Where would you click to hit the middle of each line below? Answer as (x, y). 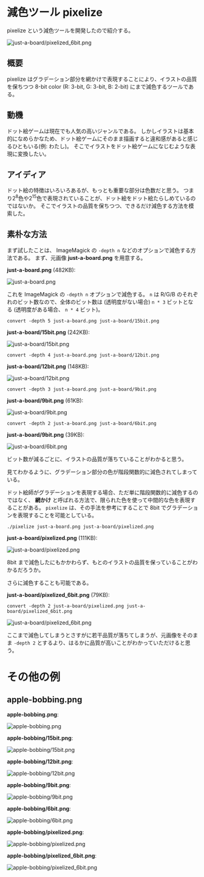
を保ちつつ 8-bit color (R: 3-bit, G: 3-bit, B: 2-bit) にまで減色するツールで (98, 86)
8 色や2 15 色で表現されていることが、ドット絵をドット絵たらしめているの (106, 198)
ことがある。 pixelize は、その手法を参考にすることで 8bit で (89, 507)
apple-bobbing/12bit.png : (40, 761)
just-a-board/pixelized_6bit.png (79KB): (58, 595)
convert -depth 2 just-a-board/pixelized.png (65, 606)
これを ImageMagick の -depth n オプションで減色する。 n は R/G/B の (95, 294)
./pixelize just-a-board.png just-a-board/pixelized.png (80, 527)
